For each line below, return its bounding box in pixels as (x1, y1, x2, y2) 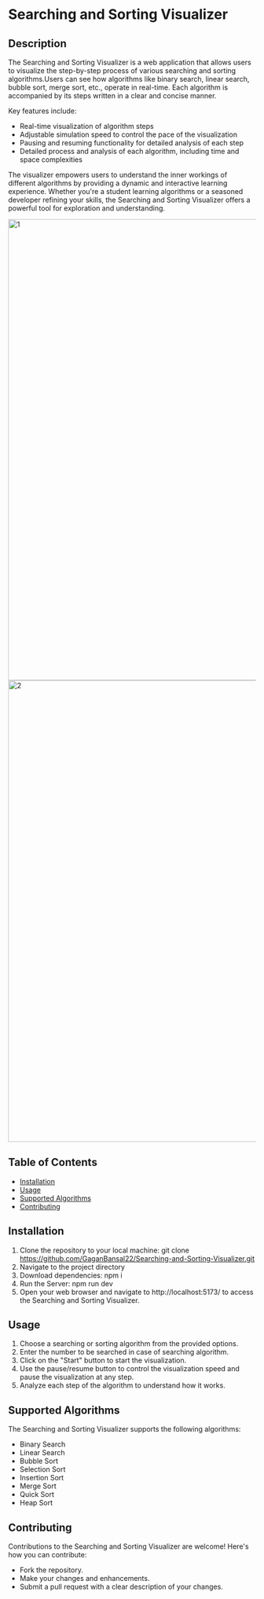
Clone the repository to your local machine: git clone (19, 1245, 190, 1255)
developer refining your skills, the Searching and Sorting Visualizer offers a (8, 195, 251, 204)
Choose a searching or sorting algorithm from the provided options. (19, 1339, 239, 1348)
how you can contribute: (8, 1550, 87, 1560)
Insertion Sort (19, 1473, 64, 1483)
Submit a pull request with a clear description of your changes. (19, 1582, 224, 1592)
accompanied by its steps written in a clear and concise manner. (8, 91, 217, 100)
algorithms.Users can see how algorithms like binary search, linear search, (8, 75, 250, 83)
